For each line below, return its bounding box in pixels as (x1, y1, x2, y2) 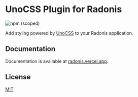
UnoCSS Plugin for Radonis (5, 4, 122, 15)
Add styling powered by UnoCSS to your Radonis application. (5, 30, 133, 36)
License (5, 73, 31, 81)
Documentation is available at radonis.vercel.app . (5, 58, 109, 64)
